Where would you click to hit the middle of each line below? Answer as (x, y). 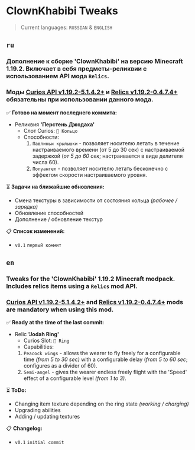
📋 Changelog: (24, 429)
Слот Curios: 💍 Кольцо (51, 130)
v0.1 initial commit (39, 443)
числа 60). (45, 162)
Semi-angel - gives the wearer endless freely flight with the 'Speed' (105, 372)
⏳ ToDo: (16, 390)
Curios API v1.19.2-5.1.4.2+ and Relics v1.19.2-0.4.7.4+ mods (95, 302)
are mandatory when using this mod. (60, 309)
